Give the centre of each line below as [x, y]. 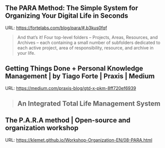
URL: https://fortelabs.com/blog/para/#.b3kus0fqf [56, 28]
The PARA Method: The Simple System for [72, 8]
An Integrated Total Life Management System [89, 104]
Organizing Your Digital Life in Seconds [67, 16]
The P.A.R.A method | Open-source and [68, 120]
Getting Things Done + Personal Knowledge [74, 69]
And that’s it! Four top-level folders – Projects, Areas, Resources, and [87, 37]
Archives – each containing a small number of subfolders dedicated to [89, 42]
